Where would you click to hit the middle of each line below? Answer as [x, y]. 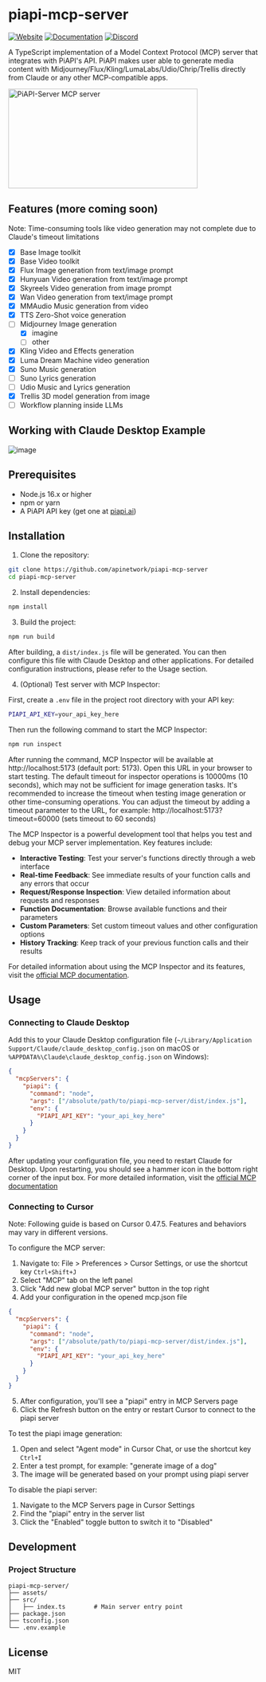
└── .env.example [37, 1628]
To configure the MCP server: [57, 1248]
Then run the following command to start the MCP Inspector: [108, 730]
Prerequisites [42, 475]
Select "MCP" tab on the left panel [76, 1281]
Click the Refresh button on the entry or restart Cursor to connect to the [138, 1409]
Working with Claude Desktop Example [107, 430]
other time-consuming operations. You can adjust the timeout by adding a [129, 801]
